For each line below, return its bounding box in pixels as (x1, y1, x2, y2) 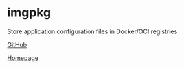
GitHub (7, 40, 27, 49)
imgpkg (7, 5, 51, 20)
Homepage (7, 53, 39, 62)
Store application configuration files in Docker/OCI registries (7, 27, 178, 36)
